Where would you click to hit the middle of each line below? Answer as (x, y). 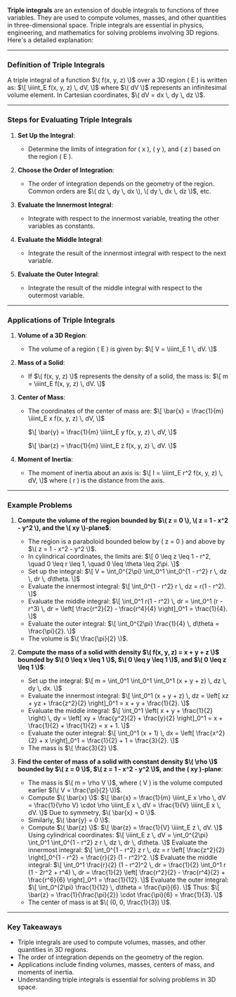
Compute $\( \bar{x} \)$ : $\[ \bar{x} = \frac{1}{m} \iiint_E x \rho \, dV (127, 798)
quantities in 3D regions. (53, 950)
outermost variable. (56, 295)
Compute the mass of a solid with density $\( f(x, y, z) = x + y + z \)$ (118, 652)
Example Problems (40, 505)
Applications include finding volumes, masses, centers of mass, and (116, 965)
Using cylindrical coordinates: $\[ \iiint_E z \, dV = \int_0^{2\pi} (118, 835)
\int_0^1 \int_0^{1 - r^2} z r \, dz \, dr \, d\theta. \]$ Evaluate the (118, 842)
